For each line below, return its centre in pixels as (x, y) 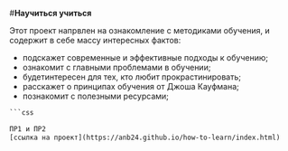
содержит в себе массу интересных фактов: (95, 40)
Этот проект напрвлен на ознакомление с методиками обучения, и (139, 30)
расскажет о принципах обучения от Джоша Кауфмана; (130, 86)
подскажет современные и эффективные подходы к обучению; (145, 57)
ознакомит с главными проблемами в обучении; (116, 67)
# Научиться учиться (51, 13)
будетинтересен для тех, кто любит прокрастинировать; (132, 77)
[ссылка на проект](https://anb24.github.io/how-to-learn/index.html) (145, 137)
